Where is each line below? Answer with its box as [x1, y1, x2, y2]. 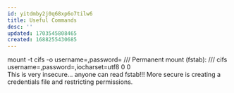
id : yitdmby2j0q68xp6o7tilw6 [7, 10, 93, 17]
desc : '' [7, 23, 33, 30]
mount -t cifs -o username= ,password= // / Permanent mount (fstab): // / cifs [7, 55, 228, 64]
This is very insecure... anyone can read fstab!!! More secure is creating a [7, 71, 221, 79]
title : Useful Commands [7, 17, 78, 24]
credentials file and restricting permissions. [7, 78, 133, 86]
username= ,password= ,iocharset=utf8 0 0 [7, 63, 131, 71]
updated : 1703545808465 [7, 29, 78, 37]
